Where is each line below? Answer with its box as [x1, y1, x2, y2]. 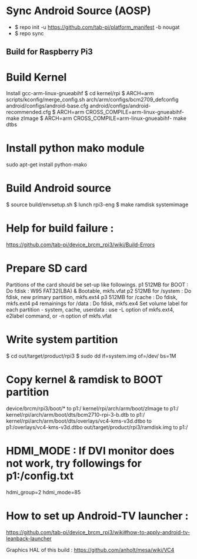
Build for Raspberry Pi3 [6, 47, 93, 57]
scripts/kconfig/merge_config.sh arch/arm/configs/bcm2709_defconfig [6, 96, 179, 103]
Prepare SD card [6, 262, 88, 275]
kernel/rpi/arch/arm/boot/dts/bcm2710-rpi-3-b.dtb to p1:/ [6, 411, 145, 418]
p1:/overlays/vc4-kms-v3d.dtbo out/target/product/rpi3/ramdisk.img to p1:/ [6, 423, 188, 430]
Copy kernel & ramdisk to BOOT [6, 373, 163, 386]
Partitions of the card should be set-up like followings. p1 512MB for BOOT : [6, 281, 189, 289]
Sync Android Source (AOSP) [6, 4, 151, 18]
